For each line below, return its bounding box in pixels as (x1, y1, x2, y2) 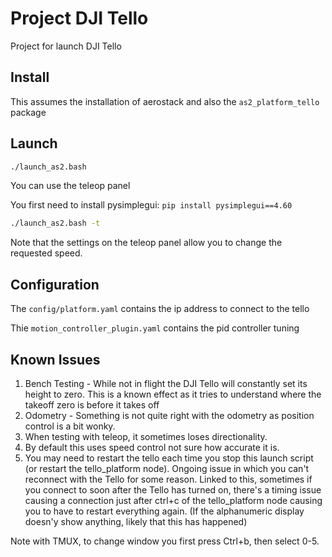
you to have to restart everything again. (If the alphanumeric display (24, 505, 305, 517)
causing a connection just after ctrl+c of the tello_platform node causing (24, 494, 323, 506)
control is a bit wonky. (24, 420, 116, 432)
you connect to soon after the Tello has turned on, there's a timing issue (24, 483, 322, 496)
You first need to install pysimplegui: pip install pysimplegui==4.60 (10, 199, 293, 211)
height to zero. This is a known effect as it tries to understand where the (24, 388, 322, 400)
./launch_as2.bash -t (10, 218, 101, 229)
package (10, 106, 47, 118)
